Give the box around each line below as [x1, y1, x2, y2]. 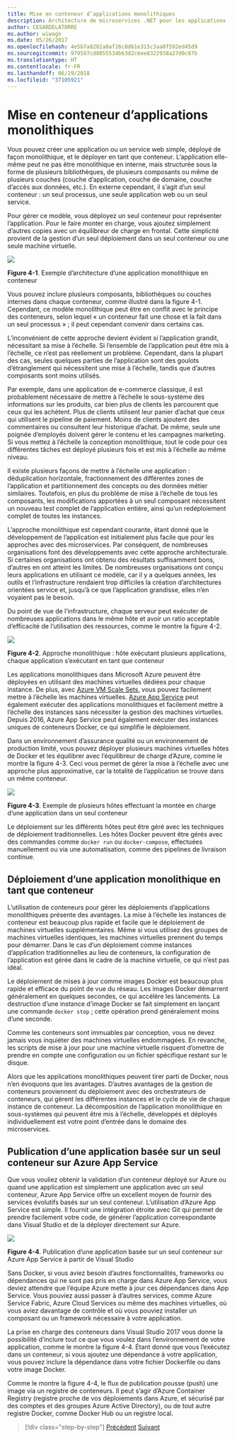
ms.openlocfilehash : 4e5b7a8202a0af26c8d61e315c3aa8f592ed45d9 [7, 43, 198, 50]
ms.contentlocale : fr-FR [7, 63, 81, 70]
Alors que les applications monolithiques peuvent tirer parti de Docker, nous [7, 1072, 229, 1081]
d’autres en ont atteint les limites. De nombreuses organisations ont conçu [7, 563, 224, 572]
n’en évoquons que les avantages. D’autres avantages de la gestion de [7, 1080, 213, 1088]
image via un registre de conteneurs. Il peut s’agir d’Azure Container [7, 1386, 205, 1395]
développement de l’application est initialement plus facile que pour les [7, 533, 214, 542]
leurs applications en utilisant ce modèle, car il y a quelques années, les [7, 571, 216, 579]
